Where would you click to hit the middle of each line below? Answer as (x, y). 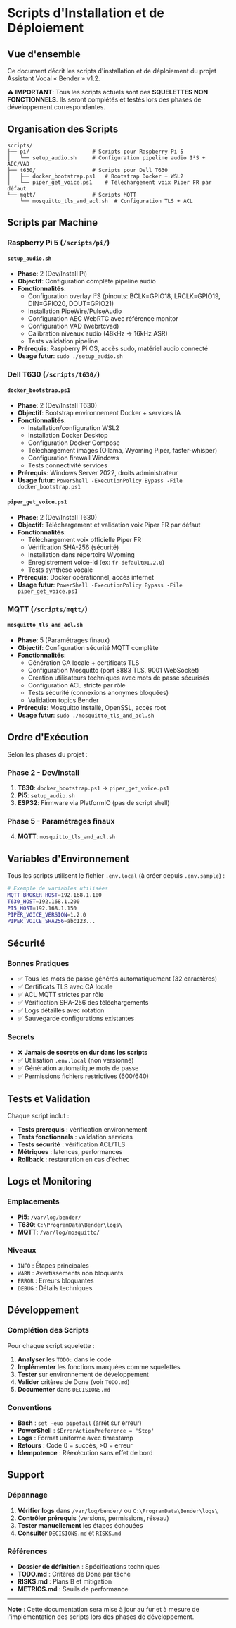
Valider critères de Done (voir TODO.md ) (73, 1382)
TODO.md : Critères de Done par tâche (74, 1574)
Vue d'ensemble (44, 54)
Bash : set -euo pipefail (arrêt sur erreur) (79, 1423)
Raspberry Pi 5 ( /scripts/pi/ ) (59, 243)
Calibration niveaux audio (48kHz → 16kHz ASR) (98, 333)
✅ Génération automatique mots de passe (78, 1068)
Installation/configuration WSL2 (73, 428)
